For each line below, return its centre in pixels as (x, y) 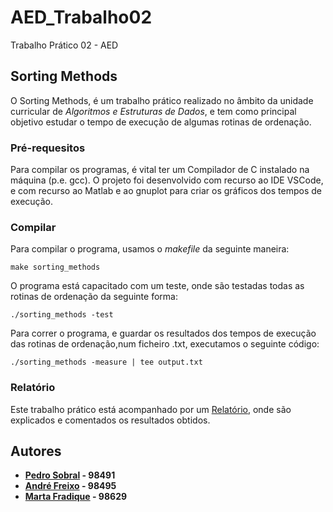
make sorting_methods (55, 267)
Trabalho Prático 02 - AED (64, 45)
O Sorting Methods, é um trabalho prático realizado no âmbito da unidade (162, 100)
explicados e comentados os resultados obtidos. (110, 420)
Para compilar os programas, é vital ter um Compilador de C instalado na (160, 170)
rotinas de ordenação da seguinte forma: (94, 297)
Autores (36, 451)
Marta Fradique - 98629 (76, 497)
